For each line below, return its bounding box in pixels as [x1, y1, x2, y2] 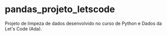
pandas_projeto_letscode [5, 4, 115, 15]
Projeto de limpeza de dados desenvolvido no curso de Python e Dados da [5, 20, 162, 26]
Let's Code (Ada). [5, 25, 42, 31]
